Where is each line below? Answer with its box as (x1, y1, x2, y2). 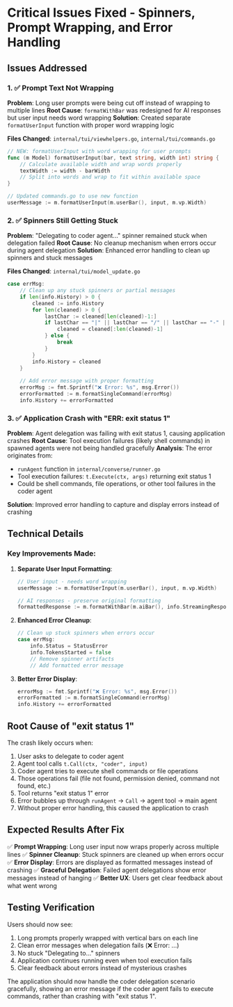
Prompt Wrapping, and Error (7, 19, 173, 35)
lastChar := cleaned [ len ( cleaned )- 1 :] (44, 313, 157, 320)
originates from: (7, 451, 54, 460)
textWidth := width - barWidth (19, 167, 111, 175)
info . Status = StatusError (30, 643, 109, 650)
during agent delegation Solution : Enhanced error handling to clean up (7, 246, 210, 255)
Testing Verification (7, 902, 95, 914)
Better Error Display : (17, 675, 78, 683)
